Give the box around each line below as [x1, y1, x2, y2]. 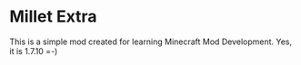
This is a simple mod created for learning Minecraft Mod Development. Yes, [9, 36, 293, 47]
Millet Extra [9, 6, 97, 27]
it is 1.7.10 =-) [9, 45, 58, 56]
